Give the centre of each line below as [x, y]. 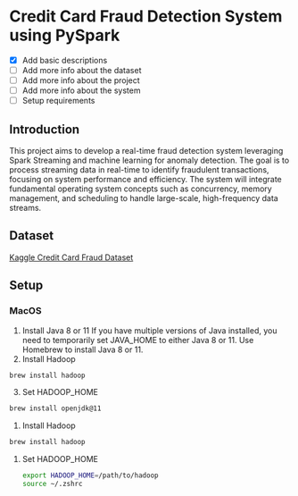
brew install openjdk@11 [55, 408]
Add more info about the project [81, 80]
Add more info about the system [81, 90]
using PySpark [65, 35]
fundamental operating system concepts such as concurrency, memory [141, 189]
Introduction [45, 129]
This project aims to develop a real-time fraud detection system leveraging [146, 151]
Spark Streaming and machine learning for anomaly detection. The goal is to [149, 160]
